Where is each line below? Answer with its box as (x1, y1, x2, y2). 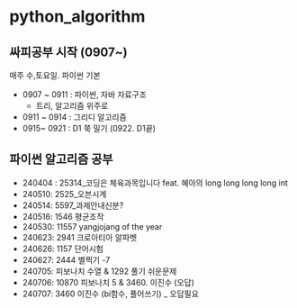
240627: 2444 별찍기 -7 (22, 254, 111, 265)
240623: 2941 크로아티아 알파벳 (22, 231, 138, 242)
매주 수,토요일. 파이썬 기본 (9, 70, 101, 80)
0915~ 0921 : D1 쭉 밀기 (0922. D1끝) (22, 123, 156, 133)
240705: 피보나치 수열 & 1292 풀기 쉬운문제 (22, 266, 177, 276)
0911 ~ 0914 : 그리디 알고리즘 (22, 112, 128, 122)
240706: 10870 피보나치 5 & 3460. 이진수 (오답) (22, 276, 195, 287)
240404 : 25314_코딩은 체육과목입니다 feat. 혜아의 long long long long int (22, 177, 288, 188)
